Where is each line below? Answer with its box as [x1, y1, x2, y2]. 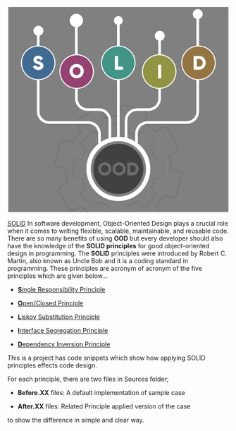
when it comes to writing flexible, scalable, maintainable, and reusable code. [7, 226, 229, 235]
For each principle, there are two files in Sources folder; [7, 375, 169, 383]
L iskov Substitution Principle [17, 312, 100, 321]
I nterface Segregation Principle [17, 327, 108, 334]
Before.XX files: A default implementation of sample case [17, 389, 185, 396]
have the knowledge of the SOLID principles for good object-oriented [7, 242, 210, 250]
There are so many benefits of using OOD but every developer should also [7, 234, 223, 243]
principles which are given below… [7, 272, 108, 280]
